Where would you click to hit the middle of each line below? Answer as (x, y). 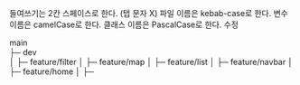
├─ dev (23, 52)
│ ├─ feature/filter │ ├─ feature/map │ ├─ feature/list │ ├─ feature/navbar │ (151, 62)
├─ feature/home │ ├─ (52, 71)
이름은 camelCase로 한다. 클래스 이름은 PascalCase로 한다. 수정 (124, 24)
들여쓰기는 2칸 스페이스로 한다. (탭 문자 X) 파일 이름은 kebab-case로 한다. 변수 (149, 13)
